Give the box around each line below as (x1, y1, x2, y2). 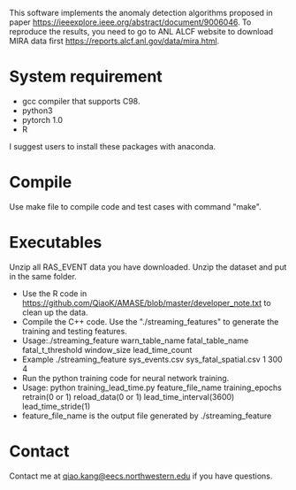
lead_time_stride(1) (21, 401, 91, 411)
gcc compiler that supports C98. (21, 96, 140, 106)
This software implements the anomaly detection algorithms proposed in (9, 8, 273, 18)
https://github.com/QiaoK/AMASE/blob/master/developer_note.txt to (21, 297, 271, 308)
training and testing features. (21, 325, 128, 336)
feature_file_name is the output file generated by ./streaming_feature (21, 410, 272, 421)
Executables (9, 233, 102, 253)
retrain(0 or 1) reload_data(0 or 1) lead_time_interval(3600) (21, 391, 235, 402)
